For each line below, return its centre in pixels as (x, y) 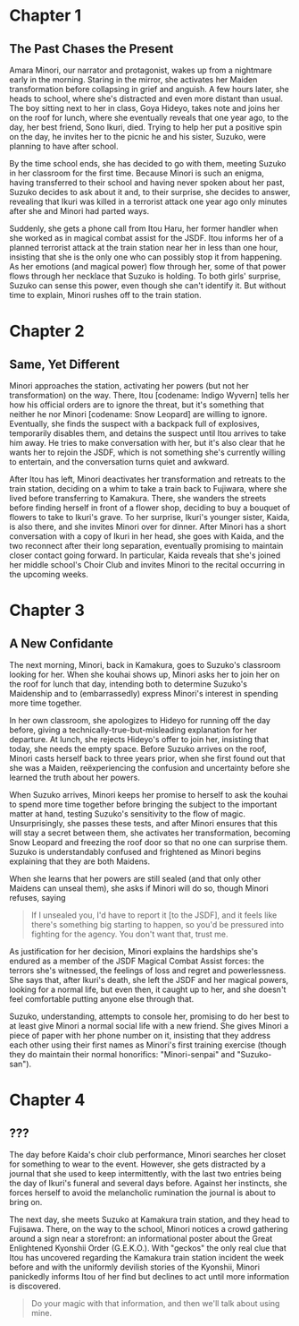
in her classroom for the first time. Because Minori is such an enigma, (137, 173)
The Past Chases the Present (91, 49)
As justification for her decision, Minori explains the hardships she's (134, 951)
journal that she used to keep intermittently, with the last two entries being (145, 1173)
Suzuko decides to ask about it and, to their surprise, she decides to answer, (150, 192)
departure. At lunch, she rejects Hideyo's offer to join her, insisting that (139, 739)
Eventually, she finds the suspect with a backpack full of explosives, (135, 423)
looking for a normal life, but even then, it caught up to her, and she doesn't (148, 989)
